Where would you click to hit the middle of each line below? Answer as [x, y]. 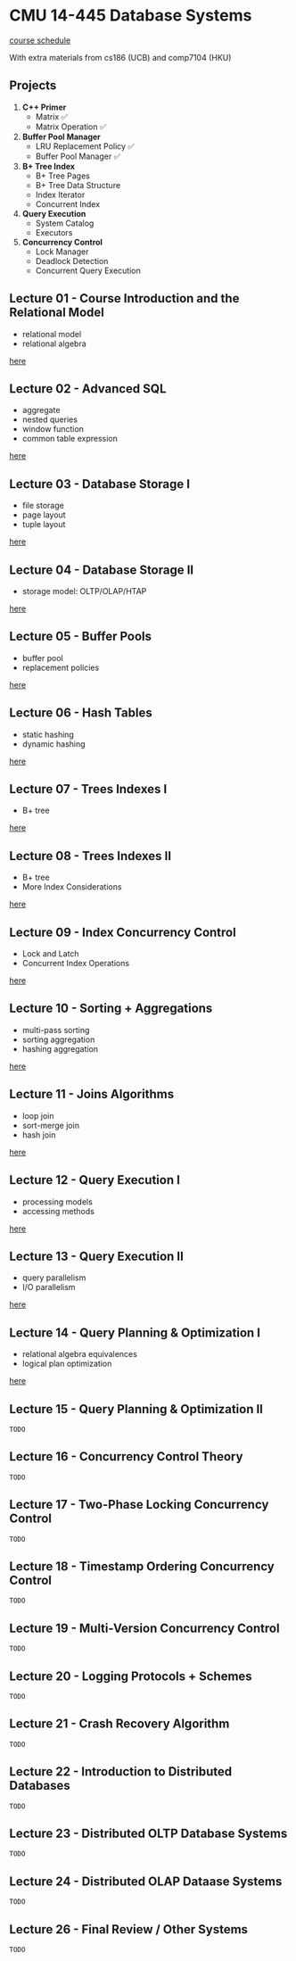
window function [53, 429]
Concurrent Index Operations [76, 964]
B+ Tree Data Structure [78, 185]
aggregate [41, 410]
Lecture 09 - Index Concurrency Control [123, 932]
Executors [54, 232]
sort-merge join [51, 1125]
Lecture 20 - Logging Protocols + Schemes [131, 1676]
